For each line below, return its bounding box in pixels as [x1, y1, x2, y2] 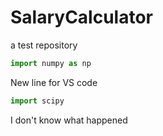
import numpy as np [10, 58, 92, 68]
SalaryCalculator [10, 6, 153, 29]
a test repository [10, 39, 78, 51]
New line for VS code [10, 76, 98, 88]
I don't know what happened [10, 114, 128, 126]
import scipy [10, 96, 65, 106]
